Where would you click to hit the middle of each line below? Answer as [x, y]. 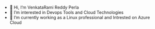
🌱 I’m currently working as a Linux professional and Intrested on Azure [80, 17]
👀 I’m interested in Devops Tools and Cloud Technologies [66, 12]
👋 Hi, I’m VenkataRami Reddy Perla [44, 7]
